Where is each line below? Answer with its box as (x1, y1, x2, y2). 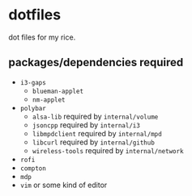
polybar (19, 104, 46, 112)
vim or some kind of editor (19, 180, 108, 190)
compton (19, 164, 46, 173)
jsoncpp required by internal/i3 (32, 119, 140, 130)
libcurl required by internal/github (32, 137, 156, 147)
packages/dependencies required (8, 56, 184, 69)
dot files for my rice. (8, 32, 76, 42)
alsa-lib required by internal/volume (32, 111, 159, 121)
